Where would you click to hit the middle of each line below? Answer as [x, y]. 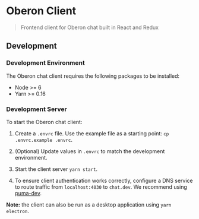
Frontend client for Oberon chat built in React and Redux [90, 27]
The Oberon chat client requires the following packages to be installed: [93, 76]
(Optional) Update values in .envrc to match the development [90, 151]
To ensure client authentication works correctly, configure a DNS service [104, 180]
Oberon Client [41, 11]
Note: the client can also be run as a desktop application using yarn [89, 204]
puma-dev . [28, 193]
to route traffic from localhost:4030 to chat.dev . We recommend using [101, 187]
